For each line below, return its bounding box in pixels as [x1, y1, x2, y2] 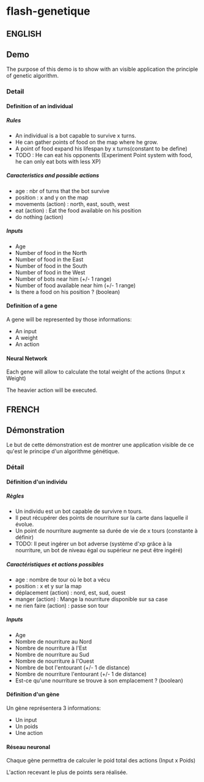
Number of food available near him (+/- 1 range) [15, 281, 136, 289]
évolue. [15, 520, 34, 528]
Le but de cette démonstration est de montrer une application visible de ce [6, 441, 194, 449]
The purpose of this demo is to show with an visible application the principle [6, 65, 199, 73]
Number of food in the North [15, 249, 87, 256]
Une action [15, 729, 43, 737]
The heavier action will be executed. [6, 386, 98, 394]
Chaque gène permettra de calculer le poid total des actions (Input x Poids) [6, 757, 196, 764]
